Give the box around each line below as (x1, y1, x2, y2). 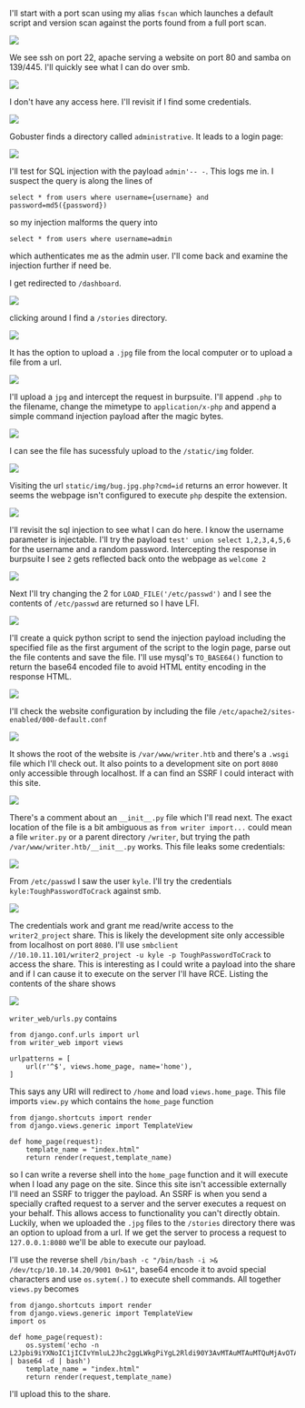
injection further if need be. (9, 260, 112, 271)
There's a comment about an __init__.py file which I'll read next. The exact (9, 812, 292, 822)
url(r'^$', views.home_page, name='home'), (25, 1062, 193, 1071)
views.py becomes (9, 1283, 80, 1294)
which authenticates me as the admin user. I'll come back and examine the (9, 250, 289, 261)
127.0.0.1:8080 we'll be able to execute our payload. (9, 1237, 207, 1247)
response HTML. (9, 671, 73, 681)
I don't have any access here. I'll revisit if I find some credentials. (9, 96, 252, 107)
